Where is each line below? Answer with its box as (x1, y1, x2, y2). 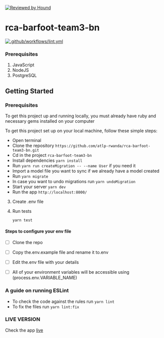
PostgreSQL (12, 72, 37, 79)
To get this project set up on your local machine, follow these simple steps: (5, 128, 158, 134)
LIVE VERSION (5, 316, 41, 323)
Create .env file (12, 198, 43, 204)
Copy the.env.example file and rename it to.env (12, 249, 109, 255)
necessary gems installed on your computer (5, 118, 95, 124)
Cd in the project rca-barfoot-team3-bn (12, 152, 92, 158)
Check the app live (5, 327, 43, 333)
